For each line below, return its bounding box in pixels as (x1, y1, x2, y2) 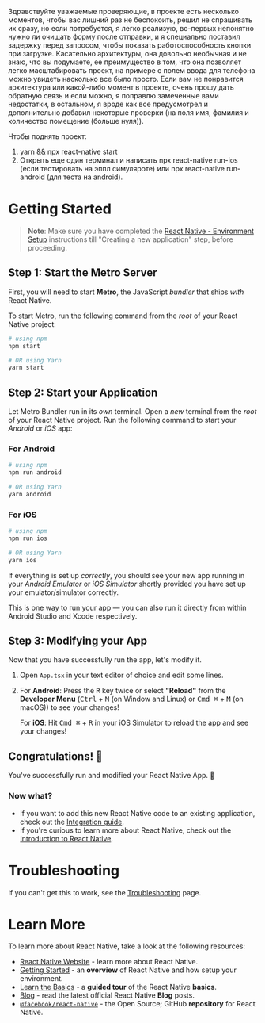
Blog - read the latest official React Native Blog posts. (19, 990, 195, 1000)
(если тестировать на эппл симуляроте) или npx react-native (19, 164, 225, 173)
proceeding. (27, 243, 67, 252)
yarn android (8, 490, 51, 498)
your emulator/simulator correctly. (8, 587, 119, 597)
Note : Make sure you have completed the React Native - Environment (27, 226, 255, 236)
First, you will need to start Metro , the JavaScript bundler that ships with (8, 287, 244, 297)
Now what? (8, 791, 53, 802)
